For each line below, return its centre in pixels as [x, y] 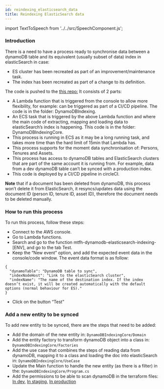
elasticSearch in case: [27, 62]
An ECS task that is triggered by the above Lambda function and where [84, 116]
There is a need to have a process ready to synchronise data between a [78, 52]
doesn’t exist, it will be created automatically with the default [75, 284]
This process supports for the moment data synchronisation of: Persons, [85, 148]
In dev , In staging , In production [44, 382]
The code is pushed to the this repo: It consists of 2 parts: [63, 91]
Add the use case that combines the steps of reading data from [76, 350]
